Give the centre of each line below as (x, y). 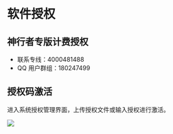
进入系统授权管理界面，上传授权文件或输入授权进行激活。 (88, 109)
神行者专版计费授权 (48, 42)
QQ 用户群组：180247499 (54, 68)
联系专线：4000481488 (50, 59)
